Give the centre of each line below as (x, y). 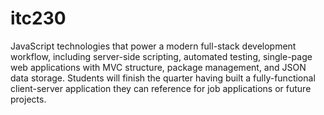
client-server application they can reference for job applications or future (161, 88)
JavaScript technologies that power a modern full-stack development (153, 46)
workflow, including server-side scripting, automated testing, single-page (161, 56)
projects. (28, 99)
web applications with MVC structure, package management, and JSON (158, 67)
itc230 (38, 18)
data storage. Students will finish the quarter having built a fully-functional (163, 78)
